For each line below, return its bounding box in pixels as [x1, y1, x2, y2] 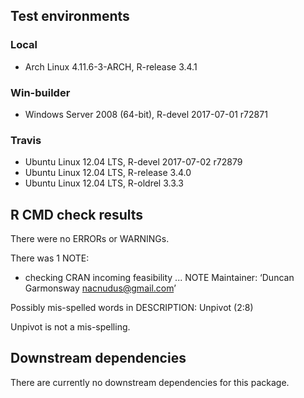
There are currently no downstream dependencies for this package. [10, 376, 290, 388]
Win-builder [10, 85, 71, 99]
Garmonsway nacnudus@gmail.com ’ [24, 282, 177, 294]
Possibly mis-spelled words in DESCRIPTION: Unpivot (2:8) [10, 302, 254, 314]
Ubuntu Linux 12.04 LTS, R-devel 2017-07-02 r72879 [24, 156, 243, 168]
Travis [10, 133, 42, 147]
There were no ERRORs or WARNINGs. [10, 233, 170, 245]
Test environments [10, 8, 130, 25]
